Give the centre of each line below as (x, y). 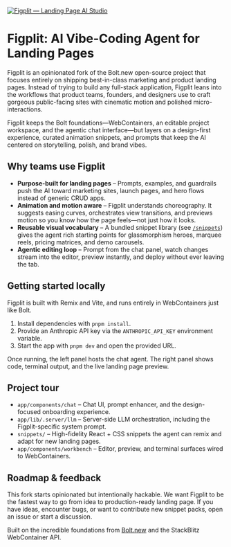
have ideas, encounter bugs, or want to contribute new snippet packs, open (115, 510)
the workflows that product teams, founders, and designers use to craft (109, 94)
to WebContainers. (44, 456)
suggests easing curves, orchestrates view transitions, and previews (115, 213)
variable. (30, 338)
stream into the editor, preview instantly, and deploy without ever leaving (121, 257)
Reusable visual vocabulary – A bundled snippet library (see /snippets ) (120, 227)
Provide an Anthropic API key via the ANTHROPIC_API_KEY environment (115, 331)
